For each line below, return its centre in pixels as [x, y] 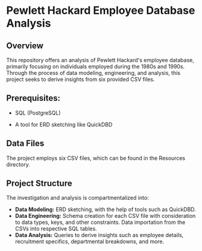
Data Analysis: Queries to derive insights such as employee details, [99, 235]
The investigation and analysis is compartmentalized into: [77, 198]
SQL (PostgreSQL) [38, 113]
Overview [25, 46]
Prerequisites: [33, 98]
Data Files [25, 143]
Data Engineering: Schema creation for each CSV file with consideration [105, 216]
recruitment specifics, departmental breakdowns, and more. [90, 241]
